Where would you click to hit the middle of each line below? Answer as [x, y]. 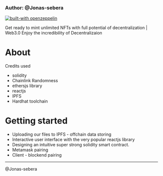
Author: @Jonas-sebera [34, 8]
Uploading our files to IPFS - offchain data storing [62, 134]
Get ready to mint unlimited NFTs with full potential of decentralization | [76, 28]
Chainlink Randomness [35, 81]
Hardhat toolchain [30, 101]
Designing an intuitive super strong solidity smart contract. [71, 145]
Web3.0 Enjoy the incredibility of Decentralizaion [54, 33]
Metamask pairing [30, 150]
